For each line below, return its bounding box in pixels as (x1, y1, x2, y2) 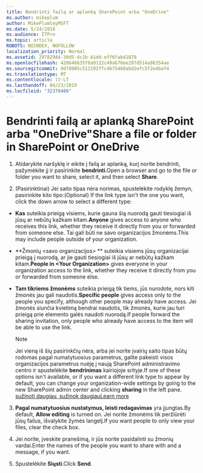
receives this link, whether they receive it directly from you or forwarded (15, 223, 196, 230)
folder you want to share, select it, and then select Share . (15, 173, 159, 180)
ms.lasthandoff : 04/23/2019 (6, 83, 78, 89)
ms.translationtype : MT (6, 71, 67, 77)
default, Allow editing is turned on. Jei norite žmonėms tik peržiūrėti (15, 410, 186, 418)
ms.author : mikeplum (6, 15, 59, 21)
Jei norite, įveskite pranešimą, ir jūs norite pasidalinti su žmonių (15, 435, 174, 443)
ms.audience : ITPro (6, 32, 56, 38)
